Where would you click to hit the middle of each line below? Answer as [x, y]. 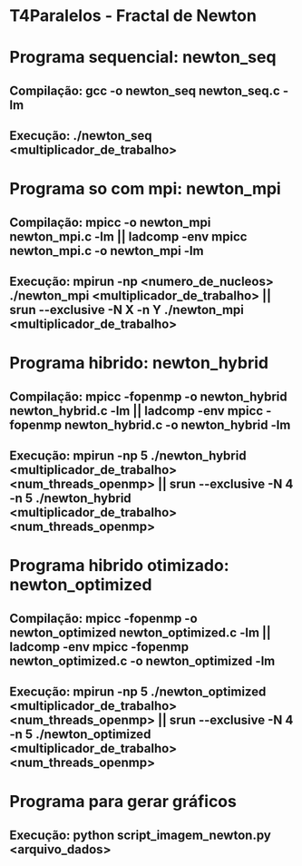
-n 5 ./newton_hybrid [70, 499]
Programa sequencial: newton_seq [143, 58]
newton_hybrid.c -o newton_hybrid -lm [177, 424]
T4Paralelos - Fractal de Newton [133, 16]
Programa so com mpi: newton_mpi [145, 189]
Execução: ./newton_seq [81, 136]
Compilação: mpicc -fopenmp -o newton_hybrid [148, 396]
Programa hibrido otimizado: [119, 566]
